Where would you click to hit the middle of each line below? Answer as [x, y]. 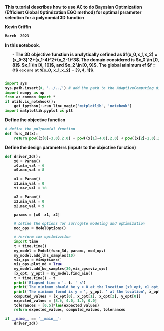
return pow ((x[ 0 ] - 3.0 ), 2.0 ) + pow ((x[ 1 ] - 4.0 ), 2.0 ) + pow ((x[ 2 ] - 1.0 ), [86, 138]
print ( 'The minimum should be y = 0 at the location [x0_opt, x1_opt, [87, 287]
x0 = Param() [27, 161]
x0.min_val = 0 [29, 165]
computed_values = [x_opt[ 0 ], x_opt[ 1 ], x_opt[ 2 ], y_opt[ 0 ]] [77, 296]
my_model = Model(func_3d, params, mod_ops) [60, 251]
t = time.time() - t [35, 278]
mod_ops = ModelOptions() [40, 228]
